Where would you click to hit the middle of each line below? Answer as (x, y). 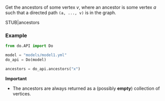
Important (16, 78)
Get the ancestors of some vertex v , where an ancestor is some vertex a (81, 7)
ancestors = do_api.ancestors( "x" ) (43, 69)
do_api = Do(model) (26, 60)
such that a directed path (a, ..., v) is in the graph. (61, 13)
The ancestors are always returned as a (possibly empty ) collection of (86, 88)
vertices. (22, 93)
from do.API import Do (29, 46)
